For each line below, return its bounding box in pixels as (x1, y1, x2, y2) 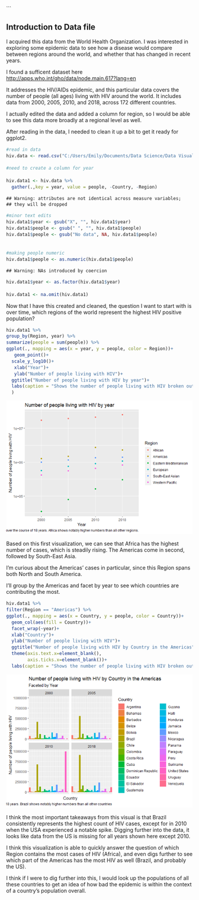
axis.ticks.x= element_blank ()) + (27, 657, 108, 663)
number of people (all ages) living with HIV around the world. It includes (6, 92, 182, 100)
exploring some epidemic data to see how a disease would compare (6, 44, 173, 51)
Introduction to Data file (6, 22, 96, 32)
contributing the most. (6, 589, 60, 596)
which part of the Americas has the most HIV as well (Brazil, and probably (6, 857, 187, 864)
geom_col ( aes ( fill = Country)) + (11, 619, 92, 625)
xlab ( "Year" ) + (14, 364, 49, 370)
